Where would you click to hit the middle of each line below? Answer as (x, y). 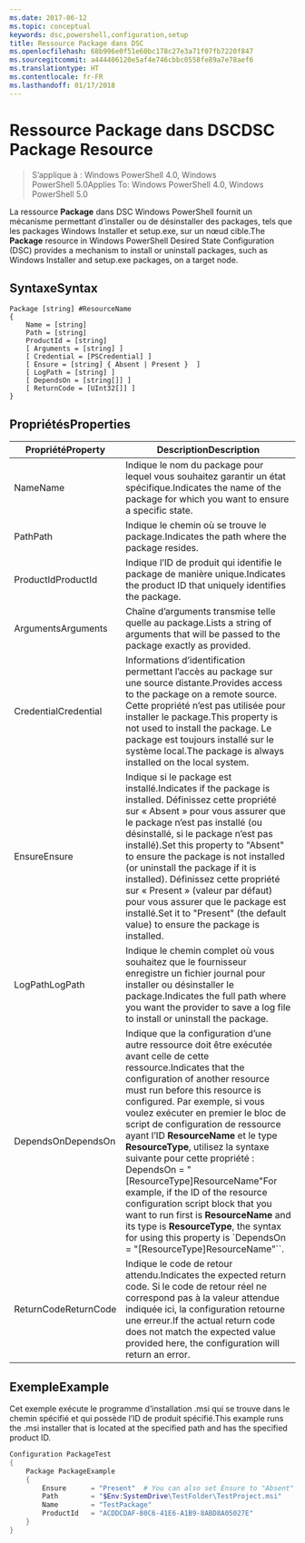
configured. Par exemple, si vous (195, 1102)
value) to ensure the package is (193, 925)
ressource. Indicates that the (185, 1067)
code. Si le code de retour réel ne (197, 1287)
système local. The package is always (205, 752)
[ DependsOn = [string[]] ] (79, 381)
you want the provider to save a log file (208, 1007)
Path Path (33, 536)
